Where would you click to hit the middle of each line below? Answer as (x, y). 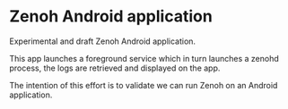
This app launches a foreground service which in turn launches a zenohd (144, 58)
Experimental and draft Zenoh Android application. (102, 41)
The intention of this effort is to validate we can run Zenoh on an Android (144, 85)
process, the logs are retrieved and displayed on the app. (115, 68)
